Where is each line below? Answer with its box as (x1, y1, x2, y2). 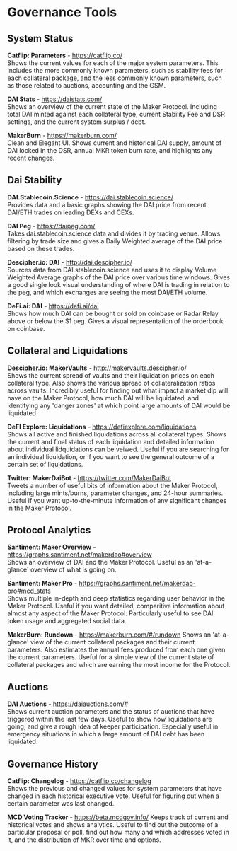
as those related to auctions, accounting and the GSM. (7, 81, 166, 89)
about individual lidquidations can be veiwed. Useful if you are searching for (7, 445, 229, 453)
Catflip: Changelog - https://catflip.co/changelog (7, 777, 152, 785)
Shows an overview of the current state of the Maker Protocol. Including (7, 103, 218, 110)
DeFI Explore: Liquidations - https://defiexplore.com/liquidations (7, 422, 197, 431)
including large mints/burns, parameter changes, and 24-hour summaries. (7, 489, 224, 497)
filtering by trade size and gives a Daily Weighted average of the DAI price (7, 236, 223, 245)
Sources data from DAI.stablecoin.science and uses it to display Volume (7, 265, 217, 274)
